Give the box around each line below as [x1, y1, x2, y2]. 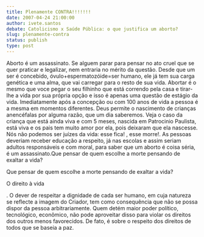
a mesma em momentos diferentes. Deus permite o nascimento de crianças [6, 105, 196, 112]
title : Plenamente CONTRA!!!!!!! [6, 9, 91, 15]
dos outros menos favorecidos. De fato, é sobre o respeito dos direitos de [6, 217, 192, 225]
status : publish [6, 37, 47, 43]
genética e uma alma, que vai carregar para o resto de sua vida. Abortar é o [6, 78, 197, 86]
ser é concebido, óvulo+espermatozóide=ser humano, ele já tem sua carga [6, 72, 195, 80]
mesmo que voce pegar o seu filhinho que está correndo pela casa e [6, 85, 179, 92]
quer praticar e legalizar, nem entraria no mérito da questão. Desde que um [6, 66, 195, 73]
